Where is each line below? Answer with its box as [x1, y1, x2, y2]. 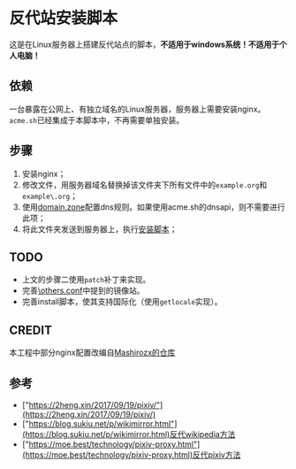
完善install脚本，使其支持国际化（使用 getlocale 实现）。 [21, 296, 223, 307]
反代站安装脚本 [9, 8, 118, 28]
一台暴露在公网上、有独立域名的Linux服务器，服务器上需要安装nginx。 [9, 104, 266, 114]
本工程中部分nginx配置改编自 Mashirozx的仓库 [9, 347, 176, 358]
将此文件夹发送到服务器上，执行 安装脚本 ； [21, 223, 178, 234]
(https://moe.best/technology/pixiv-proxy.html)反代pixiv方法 [21, 450, 241, 460]
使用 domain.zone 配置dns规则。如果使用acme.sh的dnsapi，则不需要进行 [21, 201, 285, 212]
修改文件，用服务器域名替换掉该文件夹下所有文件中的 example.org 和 [21, 179, 268, 190]
